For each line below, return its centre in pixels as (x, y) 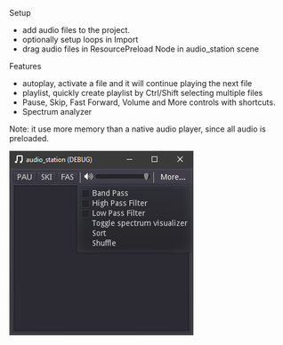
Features (25, 66)
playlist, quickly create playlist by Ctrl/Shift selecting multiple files (142, 93)
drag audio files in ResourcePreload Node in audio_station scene (141, 49)
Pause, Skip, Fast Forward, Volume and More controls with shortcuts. (149, 102)
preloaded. (29, 138)
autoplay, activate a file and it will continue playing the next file (137, 83)
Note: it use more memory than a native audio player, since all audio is (138, 129)
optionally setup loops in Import (80, 40)
